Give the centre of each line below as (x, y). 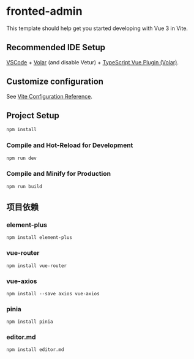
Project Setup (33, 115)
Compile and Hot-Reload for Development (70, 145)
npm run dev (21, 158)
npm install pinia (30, 322)
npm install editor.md (35, 350)
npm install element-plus (39, 238)
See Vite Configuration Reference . (50, 96)
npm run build (24, 186)
